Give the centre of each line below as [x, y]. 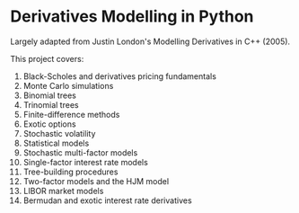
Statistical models [56, 143]
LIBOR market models [63, 191]
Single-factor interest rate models [86, 162]
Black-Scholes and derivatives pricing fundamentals [119, 76]
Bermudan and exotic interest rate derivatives [107, 200]
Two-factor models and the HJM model [96, 181]
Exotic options [49, 124]
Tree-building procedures [70, 172]
